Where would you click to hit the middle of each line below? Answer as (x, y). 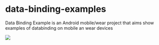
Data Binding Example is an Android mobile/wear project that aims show (80, 23)
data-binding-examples (56, 9)
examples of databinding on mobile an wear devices (59, 28)
